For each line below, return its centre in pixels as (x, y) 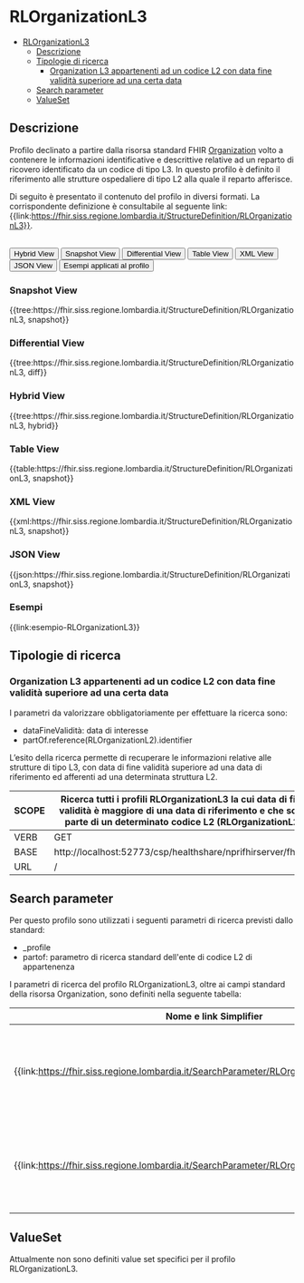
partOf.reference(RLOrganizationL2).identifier (107, 740)
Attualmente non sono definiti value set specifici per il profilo (123, 1259)
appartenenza (48, 967)
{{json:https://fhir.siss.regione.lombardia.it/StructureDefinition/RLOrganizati (150, 574)
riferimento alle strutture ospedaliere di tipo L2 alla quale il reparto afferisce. (151, 179)
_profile (37, 948)
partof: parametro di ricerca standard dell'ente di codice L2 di (138, 957)
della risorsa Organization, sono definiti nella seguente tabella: (125, 994)
